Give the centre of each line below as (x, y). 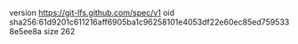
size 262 (59, 31)
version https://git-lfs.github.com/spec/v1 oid (92, 13)
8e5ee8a (25, 31)
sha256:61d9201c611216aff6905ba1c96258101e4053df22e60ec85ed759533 (149, 22)
